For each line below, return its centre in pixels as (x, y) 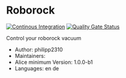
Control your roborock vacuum (44, 38)
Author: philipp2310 (39, 49)
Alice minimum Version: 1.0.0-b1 (54, 62)
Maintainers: (30, 56)
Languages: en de (37, 68)
